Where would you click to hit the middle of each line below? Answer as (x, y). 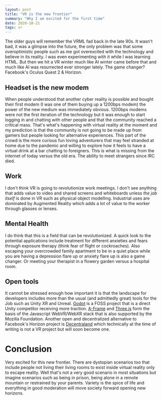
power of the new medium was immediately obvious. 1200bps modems (76, 109)
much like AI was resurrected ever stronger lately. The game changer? (75, 67)
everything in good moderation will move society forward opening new (75, 388)
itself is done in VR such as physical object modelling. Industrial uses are (77, 198)
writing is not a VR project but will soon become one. (58, 329)
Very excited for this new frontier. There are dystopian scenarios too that (77, 362)
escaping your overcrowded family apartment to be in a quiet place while (78, 251)
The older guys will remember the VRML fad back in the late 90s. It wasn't (79, 41)
